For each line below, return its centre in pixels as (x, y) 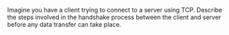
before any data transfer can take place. (64, 24)
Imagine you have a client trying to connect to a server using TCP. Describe (115, 10)
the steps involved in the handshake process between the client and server (114, 17)
